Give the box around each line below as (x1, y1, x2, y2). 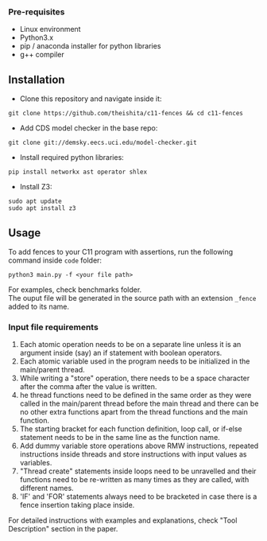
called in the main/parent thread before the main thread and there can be (19, 399, 259, 408)
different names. (19, 484, 74, 493)
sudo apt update (8, 197, 62, 205)
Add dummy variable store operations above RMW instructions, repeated (19, 441, 259, 451)
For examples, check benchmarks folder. (8, 285, 142, 294)
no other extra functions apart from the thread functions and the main (19, 407, 248, 417)
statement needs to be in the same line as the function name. (19, 433, 220, 442)
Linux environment (19, 25, 81, 34)
